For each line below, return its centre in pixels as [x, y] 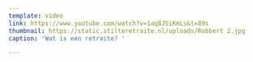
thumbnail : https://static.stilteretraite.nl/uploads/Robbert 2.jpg [127, 31]
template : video [36, 16]
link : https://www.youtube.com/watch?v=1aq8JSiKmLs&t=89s [109, 23]
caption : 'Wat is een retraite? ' [67, 38]
